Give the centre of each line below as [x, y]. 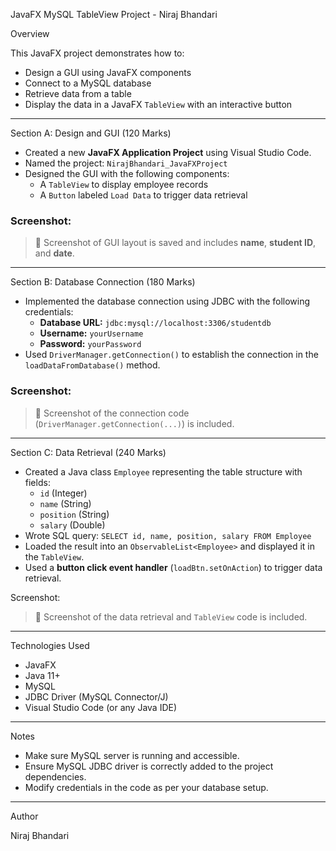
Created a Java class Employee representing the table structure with [163, 471]
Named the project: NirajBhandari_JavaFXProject [126, 163]
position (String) [74, 514]
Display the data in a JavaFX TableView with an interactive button [158, 104]
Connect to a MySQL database [88, 83]
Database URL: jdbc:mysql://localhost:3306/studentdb [155, 323]
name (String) [65, 503]
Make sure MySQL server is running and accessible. [132, 755]
